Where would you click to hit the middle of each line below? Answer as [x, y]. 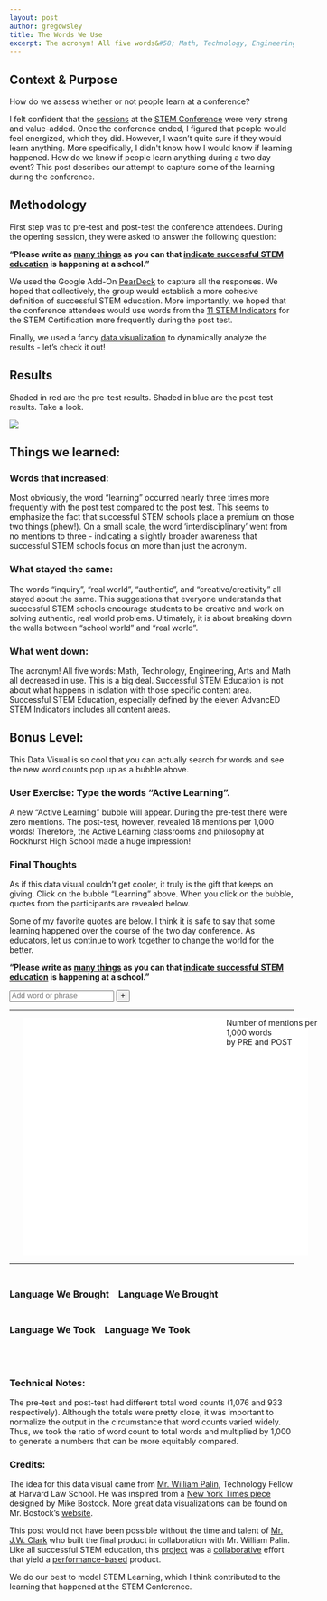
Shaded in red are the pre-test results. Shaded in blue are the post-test [141, 397]
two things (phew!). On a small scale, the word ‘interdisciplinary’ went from [149, 527]
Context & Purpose [64, 79]
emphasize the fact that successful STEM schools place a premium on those [152, 517]
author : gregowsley [46, 26]
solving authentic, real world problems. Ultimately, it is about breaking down [150, 618]
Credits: [28, 1464]
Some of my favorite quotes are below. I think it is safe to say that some [142, 921]
